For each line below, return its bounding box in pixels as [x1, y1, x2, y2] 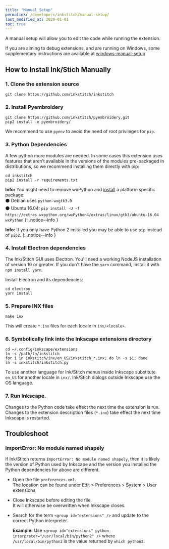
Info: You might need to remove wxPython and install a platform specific [5, 186, 155, 192]
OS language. [5, 380, 34, 386]
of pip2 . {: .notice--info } [5, 232, 57, 238]
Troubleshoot [5, 430, 49, 438]
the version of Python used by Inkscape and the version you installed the [5, 461, 157, 468]
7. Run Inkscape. [5, 393, 46, 400]
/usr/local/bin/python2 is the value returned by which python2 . [12, 538, 145, 544]
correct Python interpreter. [12, 518, 68, 524]
